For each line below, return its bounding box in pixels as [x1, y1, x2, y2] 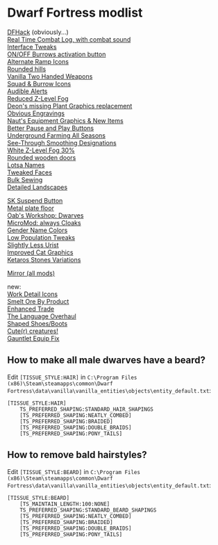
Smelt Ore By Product [7, 297, 69, 305]
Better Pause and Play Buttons [7, 124, 94, 132]
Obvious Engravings [7, 109, 65, 117]
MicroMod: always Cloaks [7, 218, 81, 227]
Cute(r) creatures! [7, 327, 59, 335]
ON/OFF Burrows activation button [7, 50, 106, 58]
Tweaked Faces [7, 168, 52, 177]
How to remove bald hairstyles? [7, 449, 147, 461]
